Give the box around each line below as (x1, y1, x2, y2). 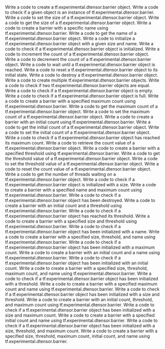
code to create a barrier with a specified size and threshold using (5, 218, 137, 224)
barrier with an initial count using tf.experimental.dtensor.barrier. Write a (5, 119, 151, 125)
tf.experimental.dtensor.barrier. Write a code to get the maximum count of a (5, 103, 158, 109)
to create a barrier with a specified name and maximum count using (5, 187, 142, 193)
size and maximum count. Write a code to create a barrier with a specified (5, 312, 155, 318)
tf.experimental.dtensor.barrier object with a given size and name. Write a (5, 41, 154, 46)
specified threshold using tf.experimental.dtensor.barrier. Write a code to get (5, 150, 160, 156)
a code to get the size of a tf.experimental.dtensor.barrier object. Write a (5, 20, 151, 26)
